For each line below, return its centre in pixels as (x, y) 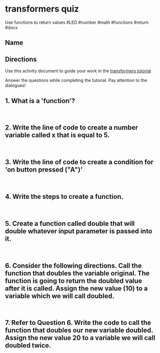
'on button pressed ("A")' (44, 170)
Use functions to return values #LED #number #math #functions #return (77, 22)
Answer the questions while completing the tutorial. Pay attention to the (76, 80)
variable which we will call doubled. (60, 296)
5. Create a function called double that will (70, 223)
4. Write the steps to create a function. (64, 197)
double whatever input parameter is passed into (79, 231)
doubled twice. (28, 345)
